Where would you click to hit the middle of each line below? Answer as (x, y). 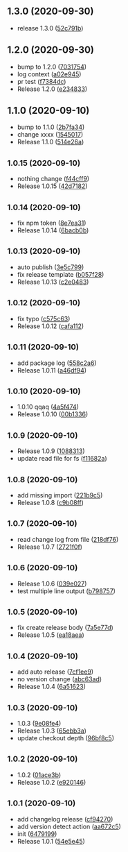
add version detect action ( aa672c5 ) (69, 826)
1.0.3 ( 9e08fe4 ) (39, 723)
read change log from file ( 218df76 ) (68, 539)
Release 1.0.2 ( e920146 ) (52, 782)
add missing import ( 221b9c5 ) (60, 495)
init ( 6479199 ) (37, 834)
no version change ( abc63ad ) (60, 679)
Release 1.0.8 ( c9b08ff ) (51, 502)
